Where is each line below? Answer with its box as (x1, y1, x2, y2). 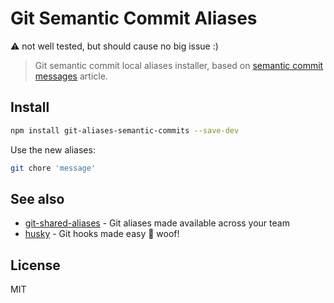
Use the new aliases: (10, 143, 96, 156)
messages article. (34, 70, 108, 82)
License (10, 257, 61, 274)
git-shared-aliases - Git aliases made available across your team (24, 217, 290, 229)
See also (10, 190, 65, 207)
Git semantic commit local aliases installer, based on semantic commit (34, 59, 324, 71)
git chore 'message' (10, 163, 97, 173)
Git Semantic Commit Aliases (10, 7, 258, 30)
